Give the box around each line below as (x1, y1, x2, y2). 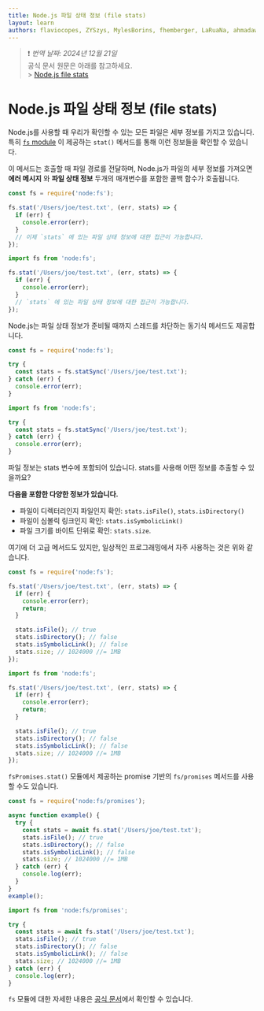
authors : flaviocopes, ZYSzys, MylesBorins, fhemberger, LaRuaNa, (8, 26, 230, 34)
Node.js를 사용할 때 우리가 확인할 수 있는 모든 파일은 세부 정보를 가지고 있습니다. (8, 128, 255, 137)
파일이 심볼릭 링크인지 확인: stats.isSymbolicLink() (19, 516, 183, 526)
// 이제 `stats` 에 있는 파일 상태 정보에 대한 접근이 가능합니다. (15, 233, 204, 241)
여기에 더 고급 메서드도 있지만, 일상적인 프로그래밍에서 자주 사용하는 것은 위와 (8, 543, 245, 552)
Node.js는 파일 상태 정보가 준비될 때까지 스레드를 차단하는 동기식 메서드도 (8, 321, 234, 330)
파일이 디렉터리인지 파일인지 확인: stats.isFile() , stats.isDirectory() (19, 506, 245, 516)
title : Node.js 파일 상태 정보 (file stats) (8, 11, 147, 20)
